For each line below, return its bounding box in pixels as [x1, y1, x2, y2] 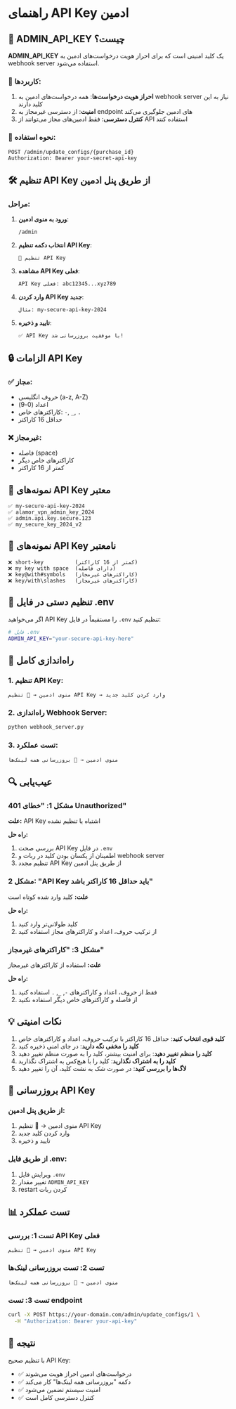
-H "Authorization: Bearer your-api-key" [14, 1318, 138, 1325]
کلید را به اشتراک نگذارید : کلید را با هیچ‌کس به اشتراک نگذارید [18, 1056, 176, 1065]
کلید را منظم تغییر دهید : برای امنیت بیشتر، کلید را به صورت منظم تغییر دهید [18, 1049, 213, 1058]
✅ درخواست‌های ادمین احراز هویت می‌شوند [18, 1369, 132, 1378]
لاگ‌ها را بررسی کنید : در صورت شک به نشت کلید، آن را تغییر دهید [18, 1064, 187, 1072]
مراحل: [8, 199, 31, 209]
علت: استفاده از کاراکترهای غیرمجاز [8, 961, 102, 969]
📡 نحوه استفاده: [8, 132, 56, 142]
